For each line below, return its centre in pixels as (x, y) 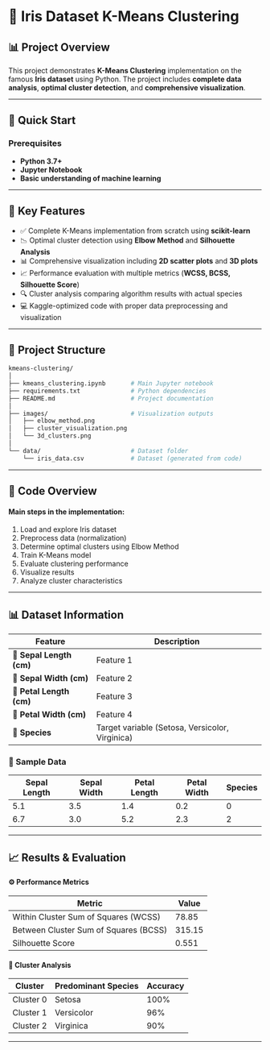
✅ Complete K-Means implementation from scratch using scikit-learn (135, 230)
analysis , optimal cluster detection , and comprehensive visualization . (127, 87)
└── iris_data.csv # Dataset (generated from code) (133, 459)
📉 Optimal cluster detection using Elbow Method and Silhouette (127, 240)
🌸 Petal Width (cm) (49, 715)
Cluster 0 (30, 1000)
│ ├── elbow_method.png (51, 421)
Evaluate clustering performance (74, 564)
